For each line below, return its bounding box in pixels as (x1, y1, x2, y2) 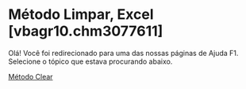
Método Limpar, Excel (8, 6, 154, 24)
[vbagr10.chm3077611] (8, 22, 163, 40)
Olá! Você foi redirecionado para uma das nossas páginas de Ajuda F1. (8, 48, 239, 57)
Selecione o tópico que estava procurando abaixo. (8, 57, 173, 66)
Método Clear (8, 72, 53, 81)
